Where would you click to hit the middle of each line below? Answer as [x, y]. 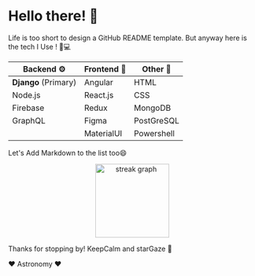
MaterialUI [103, 133]
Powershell [154, 133]
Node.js [26, 95]
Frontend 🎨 [105, 68]
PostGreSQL [156, 120]
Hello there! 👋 [53, 16]
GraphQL [29, 120]
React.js [99, 95]
